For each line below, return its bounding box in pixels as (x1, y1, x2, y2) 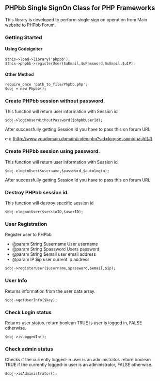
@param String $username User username (12, 241, 98, 247)
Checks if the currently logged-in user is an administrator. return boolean (5, 357, 151, 363)
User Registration (5, 220, 48, 227)
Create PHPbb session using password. (5, 148, 100, 155)
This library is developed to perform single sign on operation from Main (5, 17, 147, 22)
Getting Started (5, 34, 42, 41)
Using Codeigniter (5, 46, 43, 52)
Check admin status (5, 346, 53, 352)
